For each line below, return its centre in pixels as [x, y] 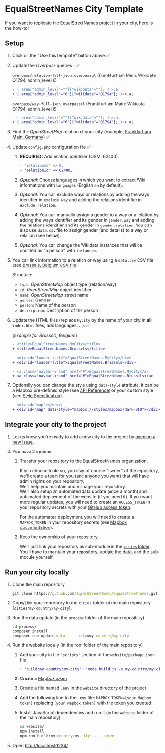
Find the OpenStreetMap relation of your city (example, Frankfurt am [82, 132]
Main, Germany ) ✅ [31, 137]
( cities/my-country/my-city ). [42, 608]
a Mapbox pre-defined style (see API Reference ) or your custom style [83, 390]
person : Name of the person [48, 305]
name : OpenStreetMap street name [54, 295]
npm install [32, 731]
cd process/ [24, 627]
